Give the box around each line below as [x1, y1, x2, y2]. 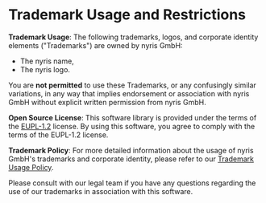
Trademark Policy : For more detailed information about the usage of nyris [8, 145, 254, 155]
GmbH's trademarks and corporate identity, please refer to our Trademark [8, 154, 254, 164]
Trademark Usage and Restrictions [8, 6, 247, 24]
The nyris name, [19, 56, 74, 66]
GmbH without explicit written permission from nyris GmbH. [8, 97, 207, 107]
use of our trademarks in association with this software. [8, 186, 193, 196]
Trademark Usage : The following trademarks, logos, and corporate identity [8, 32, 259, 42]
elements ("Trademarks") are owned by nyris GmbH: [8, 40, 183, 50]
